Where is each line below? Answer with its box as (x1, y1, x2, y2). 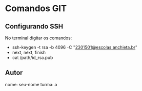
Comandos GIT (5, 3, 67, 14)
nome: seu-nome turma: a (5, 81, 58, 87)
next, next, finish (12, 49, 46, 55)
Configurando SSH (5, 22, 63, 30)
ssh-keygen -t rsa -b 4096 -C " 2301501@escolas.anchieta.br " (12, 45, 138, 50)
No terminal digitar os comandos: (5, 35, 72, 41)
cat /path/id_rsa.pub (12, 55, 53, 61)
